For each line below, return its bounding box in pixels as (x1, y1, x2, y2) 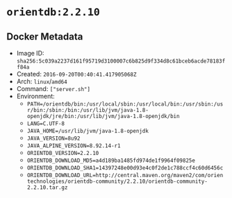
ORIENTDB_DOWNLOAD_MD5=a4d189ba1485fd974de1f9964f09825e (26, 157, 196, 164)
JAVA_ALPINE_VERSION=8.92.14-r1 (26, 142, 121, 149)
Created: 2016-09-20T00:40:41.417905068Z (16, 70, 137, 78)
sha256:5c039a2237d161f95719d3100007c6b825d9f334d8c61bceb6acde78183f (16, 58, 226, 65)
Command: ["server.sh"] (16, 85, 91, 92)
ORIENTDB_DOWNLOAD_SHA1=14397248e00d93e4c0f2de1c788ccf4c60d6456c (26, 165, 224, 172)
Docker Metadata (6, 31, 83, 42)
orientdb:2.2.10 (6, 6, 100, 19)
